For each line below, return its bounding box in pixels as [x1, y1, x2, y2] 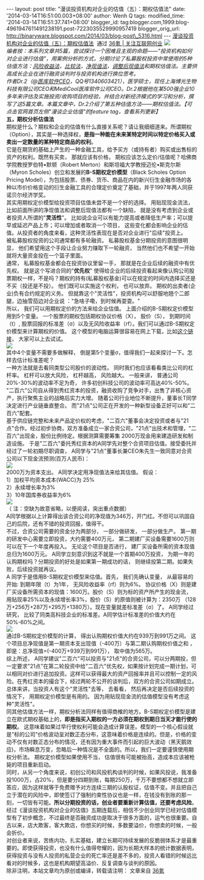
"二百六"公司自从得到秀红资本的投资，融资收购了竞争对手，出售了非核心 [6, 387, 186, 394]
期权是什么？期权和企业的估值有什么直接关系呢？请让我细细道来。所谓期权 [6, 123, 192, 130]
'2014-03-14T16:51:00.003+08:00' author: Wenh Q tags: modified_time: [6, 12, 185, 19]
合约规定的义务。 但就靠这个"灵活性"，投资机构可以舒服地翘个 [24, 290, 180, 297]
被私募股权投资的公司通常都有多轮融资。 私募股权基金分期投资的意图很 [6, 237, 183, 244]
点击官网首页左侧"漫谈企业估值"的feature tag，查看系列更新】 [6, 108, 162, 115]
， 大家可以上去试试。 [12, 335, 67, 342]
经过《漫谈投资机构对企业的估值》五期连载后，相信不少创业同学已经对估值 [6, 807, 192, 813]
